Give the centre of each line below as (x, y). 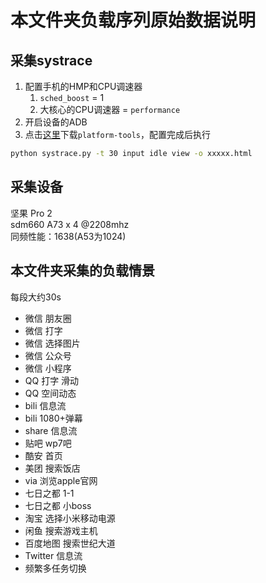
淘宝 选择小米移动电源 (70, 518)
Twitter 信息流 (53, 555)
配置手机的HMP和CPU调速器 (83, 86)
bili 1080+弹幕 (53, 418)
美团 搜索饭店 (52, 468)
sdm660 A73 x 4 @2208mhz (70, 224)
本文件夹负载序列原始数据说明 (133, 20)
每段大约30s (36, 297)
